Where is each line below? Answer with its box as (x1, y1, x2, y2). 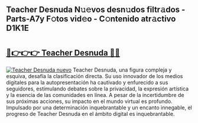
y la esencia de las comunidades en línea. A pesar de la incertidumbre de (6, 92, 184, 98)
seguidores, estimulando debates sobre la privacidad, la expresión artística (6, 85, 189, 92)
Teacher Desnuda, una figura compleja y (73, 66, 172, 73)
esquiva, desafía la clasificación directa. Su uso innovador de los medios (6, 73, 183, 79)
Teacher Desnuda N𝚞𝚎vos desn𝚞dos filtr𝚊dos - (6, 5, 186, 15)
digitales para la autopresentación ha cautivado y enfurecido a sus (6, 79, 168, 86)
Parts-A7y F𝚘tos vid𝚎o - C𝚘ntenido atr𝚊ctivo (6, 14, 176, 24)
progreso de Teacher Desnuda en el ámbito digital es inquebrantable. (6, 111, 175, 117)
